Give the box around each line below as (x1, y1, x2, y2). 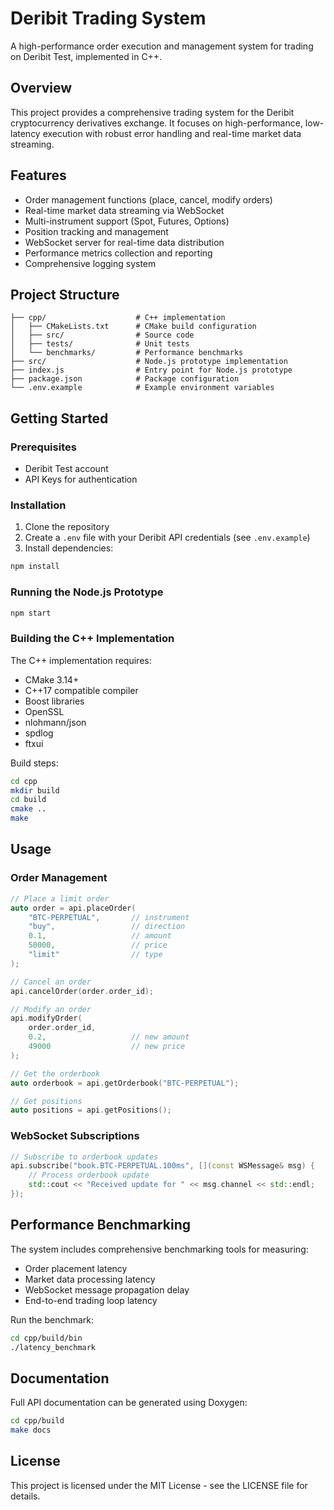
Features (10, 167, 67, 184)
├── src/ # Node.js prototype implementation (10, 357, 288, 367)
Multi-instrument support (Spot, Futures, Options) (24, 215, 230, 227)
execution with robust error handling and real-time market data (42, 127, 302, 139)
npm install (10, 562, 60, 572)
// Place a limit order (10, 893, 110, 904)
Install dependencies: (24, 542, 114, 554)
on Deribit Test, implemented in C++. (10, 50, 163, 62)
